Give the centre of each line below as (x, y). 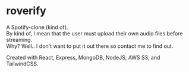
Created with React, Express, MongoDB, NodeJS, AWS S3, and (83, 57)
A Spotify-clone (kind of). (37, 27)
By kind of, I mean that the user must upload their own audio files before (94, 33)
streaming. (19, 40)
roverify (26, 11)
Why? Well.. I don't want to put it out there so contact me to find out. (90, 46)
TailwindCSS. (22, 64)
